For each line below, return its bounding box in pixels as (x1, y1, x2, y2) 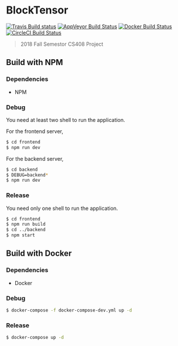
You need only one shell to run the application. (6, 205, 118, 212)
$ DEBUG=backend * (6, 172, 49, 178)
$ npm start (6, 232, 35, 238)
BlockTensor (6, 4, 69, 17)
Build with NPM (6, 57, 63, 67)
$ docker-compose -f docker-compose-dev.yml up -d (6, 307, 132, 314)
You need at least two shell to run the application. (6, 116, 125, 123)
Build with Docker (6, 249, 72, 259)
